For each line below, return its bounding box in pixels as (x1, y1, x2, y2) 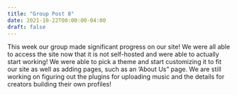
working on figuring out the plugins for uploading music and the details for (7, 72, 225, 81)
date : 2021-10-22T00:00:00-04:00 (7, 17, 106, 24)
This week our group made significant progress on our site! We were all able (7, 43, 231, 51)
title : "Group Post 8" (7, 10, 75, 18)
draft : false (7, 23, 46, 30)
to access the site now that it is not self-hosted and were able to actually (7, 50, 220, 58)
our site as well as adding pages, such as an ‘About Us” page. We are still (7, 65, 221, 74)
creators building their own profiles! (7, 80, 111, 89)
